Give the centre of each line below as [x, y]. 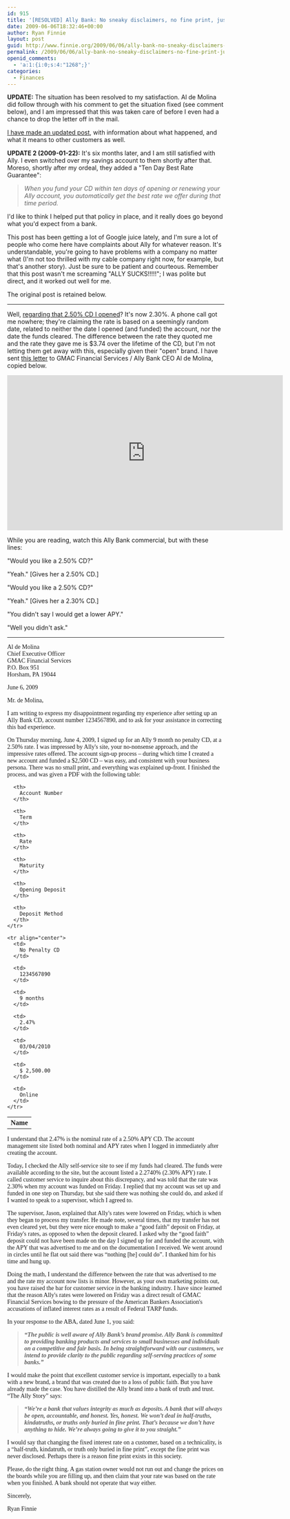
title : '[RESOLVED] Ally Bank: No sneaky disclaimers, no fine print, [111, 20]
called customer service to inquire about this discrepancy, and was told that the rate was [113, 1180]
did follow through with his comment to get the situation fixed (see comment [115, 105]
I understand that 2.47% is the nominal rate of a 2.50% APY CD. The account [101, 1139]
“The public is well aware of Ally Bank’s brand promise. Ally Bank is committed [123, 1335]
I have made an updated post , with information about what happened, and [112, 132]
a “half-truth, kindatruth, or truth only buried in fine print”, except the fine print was [108, 1450]
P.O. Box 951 [23, 668]
